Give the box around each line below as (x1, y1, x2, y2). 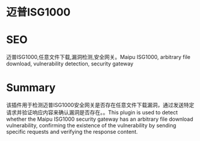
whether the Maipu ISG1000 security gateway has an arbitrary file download (6, 115, 193, 123)
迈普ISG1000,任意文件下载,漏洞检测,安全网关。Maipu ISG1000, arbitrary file (6, 54, 191, 61)
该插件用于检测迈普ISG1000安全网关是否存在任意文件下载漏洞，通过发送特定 (6, 102, 195, 109)
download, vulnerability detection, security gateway (6, 60, 134, 67)
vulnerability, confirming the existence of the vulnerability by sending (6, 122, 177, 129)
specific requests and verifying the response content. (6, 129, 139, 136)
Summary (6, 81, 56, 95)
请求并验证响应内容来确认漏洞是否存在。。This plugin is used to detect (6, 109, 178, 116)
